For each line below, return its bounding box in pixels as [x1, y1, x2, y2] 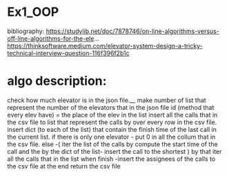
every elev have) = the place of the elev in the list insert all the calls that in [7, 110, 218, 119]
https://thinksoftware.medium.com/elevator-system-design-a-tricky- [7, 41, 203, 50]
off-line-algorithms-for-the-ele [7, 34, 94, 42]
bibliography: [7, 27, 45, 35]
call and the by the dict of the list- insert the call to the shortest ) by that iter [7, 147, 222, 155]
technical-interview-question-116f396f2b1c [7, 49, 130, 57]
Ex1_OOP [7, 4, 59, 20]
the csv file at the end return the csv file [7, 162, 121, 170]
